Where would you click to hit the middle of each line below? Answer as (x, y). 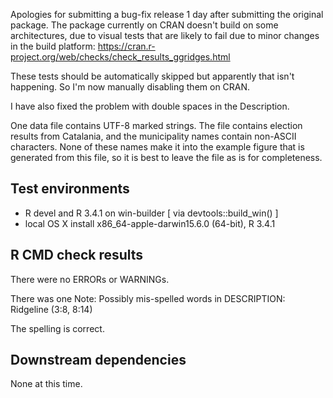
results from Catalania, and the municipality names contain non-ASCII (153, 136)
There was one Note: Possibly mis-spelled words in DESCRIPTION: (148, 298)
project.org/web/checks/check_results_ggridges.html (120, 57)
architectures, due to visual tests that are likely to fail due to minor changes (165, 35)
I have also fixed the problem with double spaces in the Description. (150, 106)
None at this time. (46, 384)
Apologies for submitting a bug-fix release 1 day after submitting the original (167, 14)
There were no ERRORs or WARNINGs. (90, 279)
